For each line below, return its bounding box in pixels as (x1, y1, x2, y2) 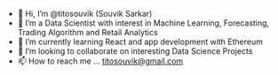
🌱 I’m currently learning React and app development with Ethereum (17, 36, 264, 47)
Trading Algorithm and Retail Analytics (17, 27, 158, 37)
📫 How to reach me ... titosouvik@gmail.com (17, 56, 184, 66)
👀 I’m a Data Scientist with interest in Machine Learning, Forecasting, (17, 18, 269, 28)
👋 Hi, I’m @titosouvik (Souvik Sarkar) (17, 9, 153, 19)
